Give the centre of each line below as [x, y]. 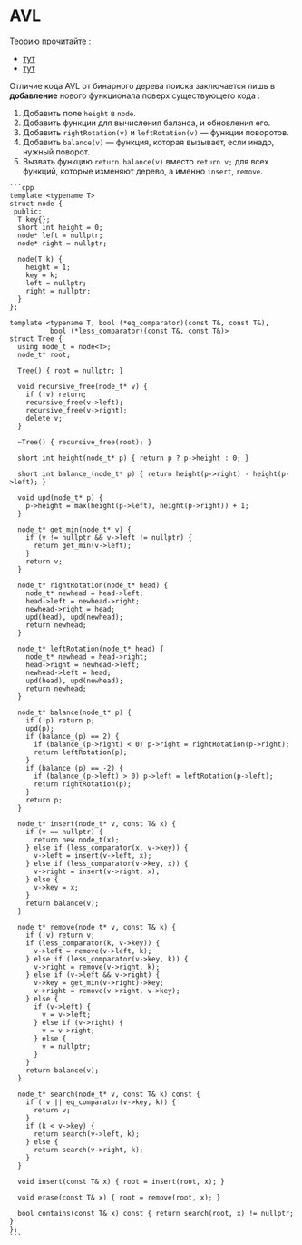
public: [28, 211]
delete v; [44, 418]
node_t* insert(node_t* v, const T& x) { [97, 823]
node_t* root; [44, 354]
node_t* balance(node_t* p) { [74, 712]
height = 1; [48, 267]
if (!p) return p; [60, 720]
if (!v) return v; [60, 935]
